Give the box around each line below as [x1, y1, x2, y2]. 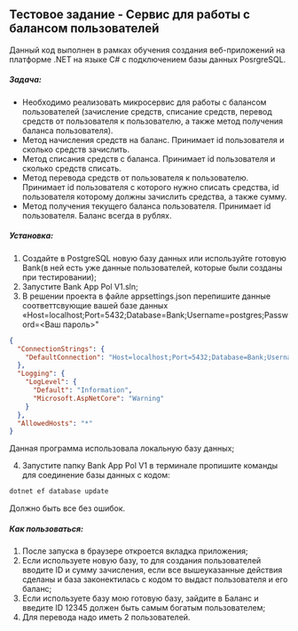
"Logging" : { [17, 369, 66, 379]
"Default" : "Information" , [32, 386, 133, 395]
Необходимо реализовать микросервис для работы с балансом [21, 97, 267, 108]
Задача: [9, 75, 42, 85]
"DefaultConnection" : [25, 353, 105, 362]
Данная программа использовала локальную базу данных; [9, 443, 235, 454]
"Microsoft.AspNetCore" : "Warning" [32, 394, 165, 403]
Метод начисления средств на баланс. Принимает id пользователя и [21, 134, 285, 145]
